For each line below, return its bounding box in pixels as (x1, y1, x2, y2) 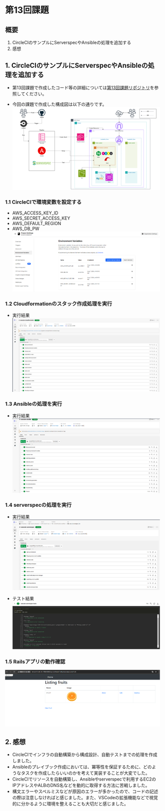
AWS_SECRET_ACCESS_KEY (12, 215, 70, 221)
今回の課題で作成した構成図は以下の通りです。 (12, 101, 107, 107)
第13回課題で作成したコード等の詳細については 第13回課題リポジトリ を (12, 85, 155, 90)
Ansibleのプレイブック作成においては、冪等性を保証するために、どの (12, 764, 152, 770)
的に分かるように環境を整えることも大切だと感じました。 (12, 801, 129, 807)
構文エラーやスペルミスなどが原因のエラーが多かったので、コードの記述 (12, 788, 159, 794)
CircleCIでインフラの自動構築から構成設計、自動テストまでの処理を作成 (12, 752, 158, 757)
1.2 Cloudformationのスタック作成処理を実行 (5, 300, 112, 307)
